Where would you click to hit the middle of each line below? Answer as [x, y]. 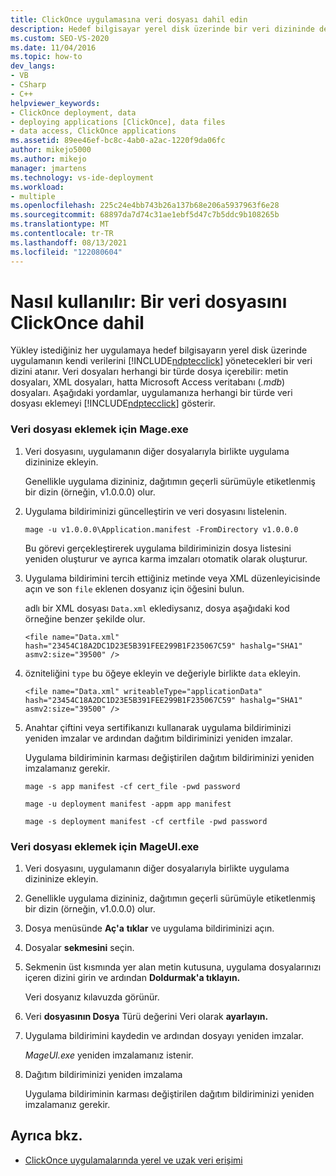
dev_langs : [33, 66]
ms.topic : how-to [46, 57]
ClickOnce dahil [77, 322]
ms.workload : [37, 187]
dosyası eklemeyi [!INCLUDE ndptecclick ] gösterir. [113, 403]
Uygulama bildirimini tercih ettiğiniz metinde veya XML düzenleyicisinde [172, 578]
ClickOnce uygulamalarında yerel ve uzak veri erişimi [133, 1160]
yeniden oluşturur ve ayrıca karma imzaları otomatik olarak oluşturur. [166, 558]
